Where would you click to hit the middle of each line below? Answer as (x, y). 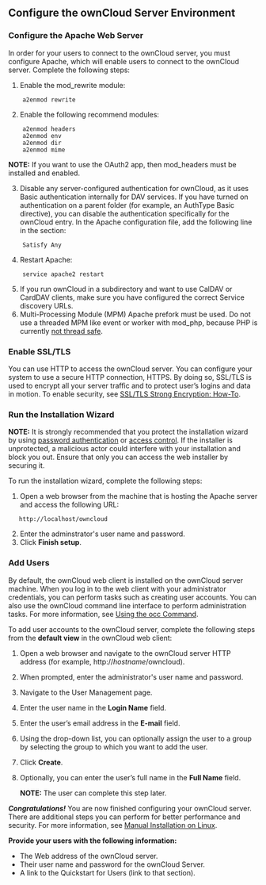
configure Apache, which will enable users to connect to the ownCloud (124, 61)
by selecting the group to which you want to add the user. (114, 747)
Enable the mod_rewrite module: (72, 85)
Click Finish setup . (50, 542)
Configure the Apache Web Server (76, 36)
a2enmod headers (49, 129)
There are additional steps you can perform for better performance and (124, 817)
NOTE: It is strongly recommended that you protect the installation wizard (128, 432)
